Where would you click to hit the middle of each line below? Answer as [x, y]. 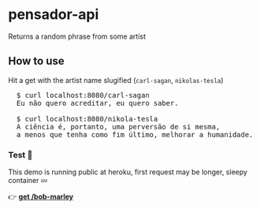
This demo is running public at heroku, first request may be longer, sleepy [128, 172]
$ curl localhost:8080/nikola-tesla [87, 119]
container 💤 [28, 181]
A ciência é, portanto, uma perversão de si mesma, [118, 127]
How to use [36, 61]
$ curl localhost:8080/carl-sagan [83, 95]
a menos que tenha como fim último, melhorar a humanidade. [135, 134]
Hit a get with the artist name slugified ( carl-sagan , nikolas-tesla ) [116, 80]
